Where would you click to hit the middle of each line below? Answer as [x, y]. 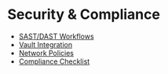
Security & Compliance [84, 15]
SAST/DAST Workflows [57, 36]
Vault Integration [45, 44]
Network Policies [46, 53]
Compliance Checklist [54, 61]
